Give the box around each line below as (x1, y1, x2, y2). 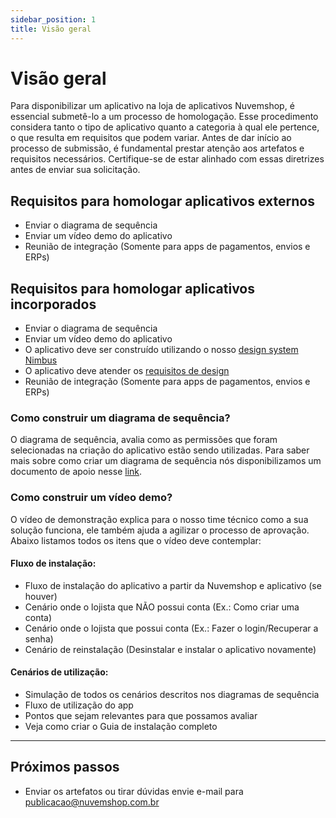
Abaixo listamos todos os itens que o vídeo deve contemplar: (10, 534, 262, 546)
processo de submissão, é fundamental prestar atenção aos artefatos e (10, 142, 305, 155)
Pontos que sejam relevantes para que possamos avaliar (24, 710, 258, 722)
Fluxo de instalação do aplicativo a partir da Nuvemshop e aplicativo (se (24, 579, 322, 591)
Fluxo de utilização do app (24, 699, 134, 711)
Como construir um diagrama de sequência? (10, 411, 231, 425)
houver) (24, 590, 58, 602)
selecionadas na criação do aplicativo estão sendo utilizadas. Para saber (10, 444, 310, 456)
